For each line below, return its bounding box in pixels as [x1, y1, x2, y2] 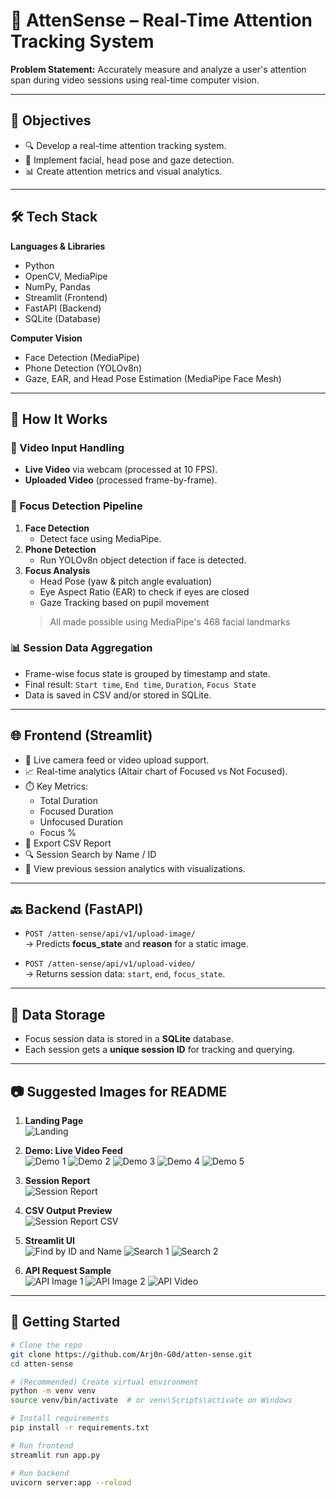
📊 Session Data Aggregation [10, 641, 153, 655]
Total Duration [39, 794, 98, 806]
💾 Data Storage [10, 1006, 106, 1023]
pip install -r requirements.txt [10, 1423, 150, 1433]
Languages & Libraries [10, 240, 106, 252]
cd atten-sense [10, 1359, 74, 1369]
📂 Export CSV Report [24, 837, 112, 849]
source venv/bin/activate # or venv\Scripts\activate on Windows [10, 1395, 293, 1406]
